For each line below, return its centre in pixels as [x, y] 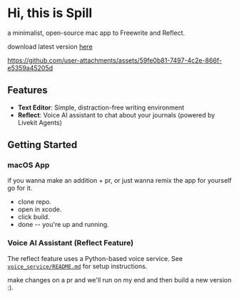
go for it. [20, 188]
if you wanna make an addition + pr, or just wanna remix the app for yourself [119, 181]
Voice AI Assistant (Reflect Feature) [71, 243]
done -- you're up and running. [63, 225]
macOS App [29, 165]
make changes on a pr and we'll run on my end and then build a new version [119, 280]
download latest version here [50, 46]
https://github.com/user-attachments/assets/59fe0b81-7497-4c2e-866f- [115, 60]
